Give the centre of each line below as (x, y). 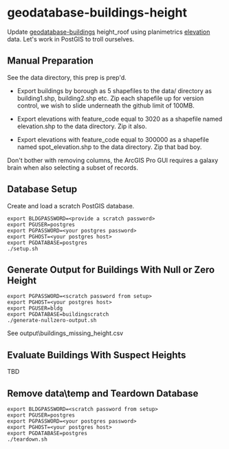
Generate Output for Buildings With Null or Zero (111, 269)
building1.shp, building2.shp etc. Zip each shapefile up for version (110, 98)
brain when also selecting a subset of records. (73, 168)
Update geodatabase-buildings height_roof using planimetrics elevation (109, 32)
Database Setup (42, 189)
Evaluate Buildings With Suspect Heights (97, 355)
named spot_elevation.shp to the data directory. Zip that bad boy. (109, 147)
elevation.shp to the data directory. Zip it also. (82, 126)
